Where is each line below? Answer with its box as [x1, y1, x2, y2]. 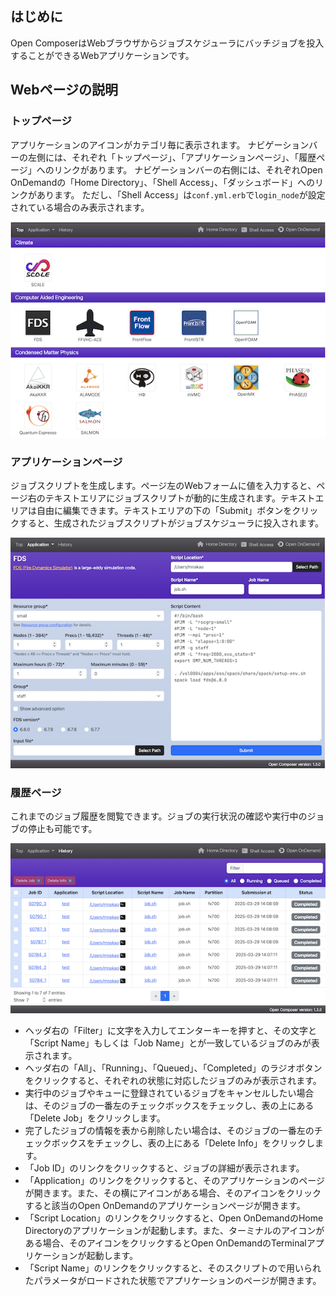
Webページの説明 [10, 82, 119, 99]
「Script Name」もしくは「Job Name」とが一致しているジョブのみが [24, 1037, 312, 1049]
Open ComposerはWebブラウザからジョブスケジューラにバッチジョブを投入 [10, 37, 325, 49]
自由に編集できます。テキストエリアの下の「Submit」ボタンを [36, 505, 293, 517]
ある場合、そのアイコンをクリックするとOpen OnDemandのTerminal [24, 1237, 307, 1249]
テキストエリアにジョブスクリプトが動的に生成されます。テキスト [44, 492, 316, 504]
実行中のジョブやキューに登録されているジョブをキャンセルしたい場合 [24, 1087, 315, 1099]
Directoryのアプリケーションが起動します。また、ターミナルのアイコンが [24, 1225, 325, 1237]
